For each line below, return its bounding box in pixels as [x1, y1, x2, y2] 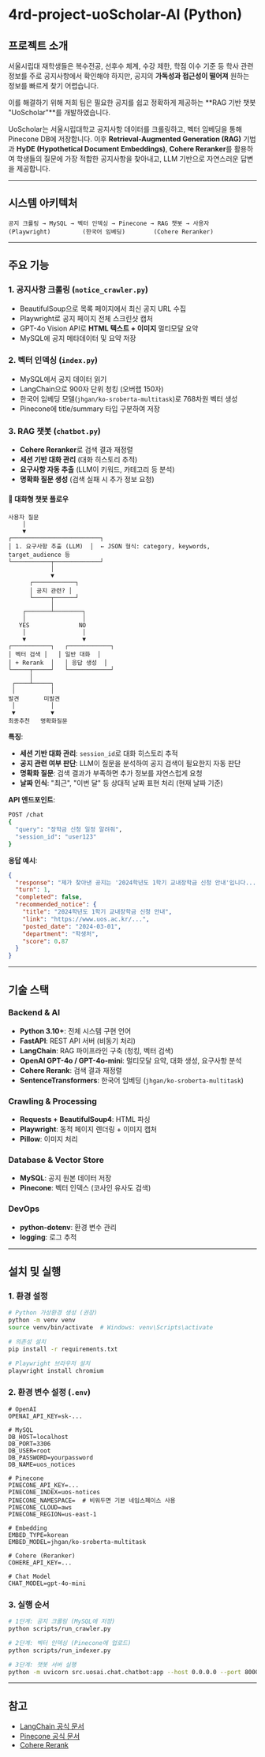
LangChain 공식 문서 [19, 1721, 84, 1731]
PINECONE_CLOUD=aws [8, 1503, 73, 1512]
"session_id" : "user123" [15, 832, 97, 841]
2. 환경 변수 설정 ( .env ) [8, 1387, 91, 1398]
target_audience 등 [8, 551, 71, 559]
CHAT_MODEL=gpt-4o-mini [8, 1579, 87, 1587]
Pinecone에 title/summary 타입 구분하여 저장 [19, 404, 160, 413]
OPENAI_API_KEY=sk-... [8, 1412, 83, 1420]
